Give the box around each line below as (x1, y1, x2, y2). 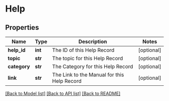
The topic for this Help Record (52, 55, 123, 62)
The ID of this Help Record (52, 46, 115, 54)
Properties (5, 23, 39, 32)
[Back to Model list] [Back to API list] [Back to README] (5, 90, 121, 96)
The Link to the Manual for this (52, 71, 124, 78)
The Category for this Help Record (52, 63, 133, 70)
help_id (8, 46, 26, 54)
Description (78, 38, 107, 45)
